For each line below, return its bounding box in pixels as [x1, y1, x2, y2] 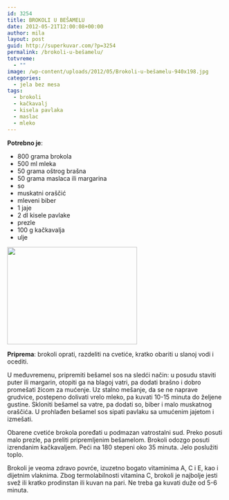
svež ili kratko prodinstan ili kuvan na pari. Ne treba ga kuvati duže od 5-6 [7, 479, 218, 487]
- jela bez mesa [13, 81, 60, 88]
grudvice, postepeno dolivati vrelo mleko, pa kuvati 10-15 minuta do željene [7, 393, 222, 401]
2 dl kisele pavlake [17, 211, 71, 219]
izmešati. [7, 415, 33, 423]
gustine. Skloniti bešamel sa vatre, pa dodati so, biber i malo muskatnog [7, 400, 212, 409]
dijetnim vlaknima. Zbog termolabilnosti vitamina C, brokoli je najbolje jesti [7, 471, 218, 479]
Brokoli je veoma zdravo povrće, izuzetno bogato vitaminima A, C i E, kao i [7, 463, 219, 472]
